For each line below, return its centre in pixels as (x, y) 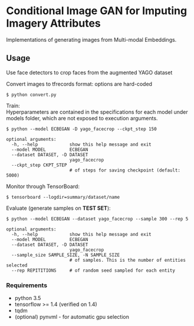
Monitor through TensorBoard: (43, 186)
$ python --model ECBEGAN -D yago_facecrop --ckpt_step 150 (82, 129)
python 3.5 (28, 298)
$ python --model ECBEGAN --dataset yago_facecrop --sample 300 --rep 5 (97, 219)
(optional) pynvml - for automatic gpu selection (72, 317)
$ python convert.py (32, 95)
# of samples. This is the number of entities (127, 260)
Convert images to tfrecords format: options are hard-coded (79, 84)
